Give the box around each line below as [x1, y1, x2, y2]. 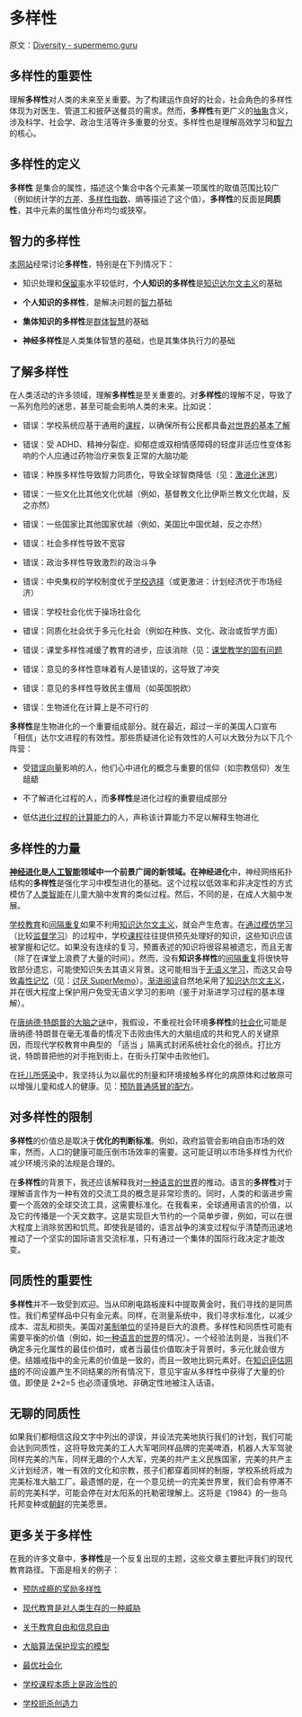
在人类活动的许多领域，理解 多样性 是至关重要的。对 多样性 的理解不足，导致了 [9, 390, 293, 401]
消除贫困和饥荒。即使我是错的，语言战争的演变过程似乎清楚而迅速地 [40, 1221, 293, 1232]
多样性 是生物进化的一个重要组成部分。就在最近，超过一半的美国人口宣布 [9, 721, 277, 732]
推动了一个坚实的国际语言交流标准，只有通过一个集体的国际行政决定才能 [9, 1233, 277, 1243]
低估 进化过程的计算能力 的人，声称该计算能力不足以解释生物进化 [22, 812, 259, 823]
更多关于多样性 [9, 1527, 93, 1543]
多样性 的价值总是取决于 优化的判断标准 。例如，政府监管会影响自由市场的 [9, 1135, 277, 1146]
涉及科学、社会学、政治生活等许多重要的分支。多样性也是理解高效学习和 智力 [9, 116, 293, 127]
